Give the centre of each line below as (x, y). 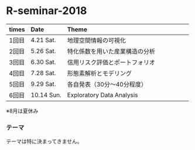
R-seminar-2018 (47, 11)
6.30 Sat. (43, 62)
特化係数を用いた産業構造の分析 (111, 51)
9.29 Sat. (43, 84)
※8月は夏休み (22, 111)
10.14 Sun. (46, 95)
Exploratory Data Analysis (103, 95)
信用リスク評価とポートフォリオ (111, 62)
